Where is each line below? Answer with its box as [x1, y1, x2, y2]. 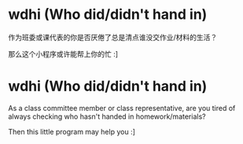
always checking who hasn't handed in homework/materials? [8, 112, 206, 121]
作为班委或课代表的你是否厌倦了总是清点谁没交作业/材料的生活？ [8, 32, 218, 42]
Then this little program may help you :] [8, 127, 136, 136]
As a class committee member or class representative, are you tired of [8, 103, 236, 113]
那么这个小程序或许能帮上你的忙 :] [8, 49, 119, 58]
